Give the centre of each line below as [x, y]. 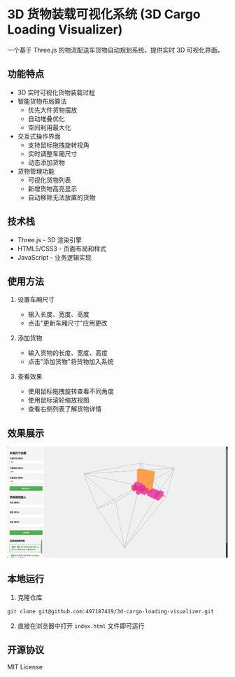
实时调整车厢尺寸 [52, 153]
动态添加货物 [46, 162]
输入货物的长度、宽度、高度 [68, 353]
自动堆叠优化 [46, 118]
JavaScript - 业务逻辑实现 [55, 257]
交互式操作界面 [39, 136]
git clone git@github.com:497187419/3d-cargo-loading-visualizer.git [111, 611]
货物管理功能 [36, 171]
